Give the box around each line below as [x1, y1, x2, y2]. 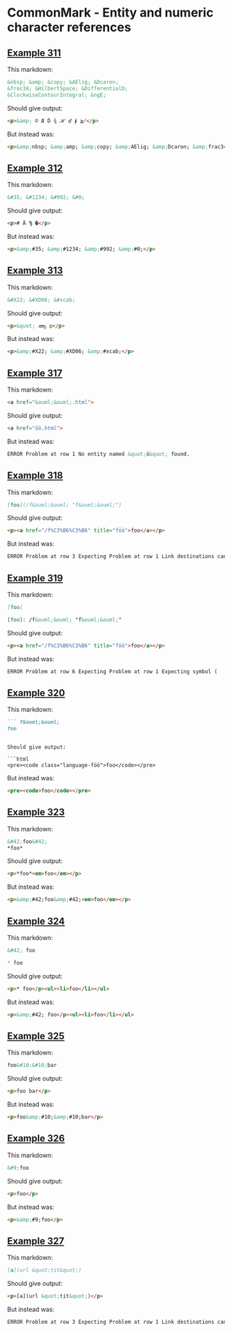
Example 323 [7, 807, 66, 818]
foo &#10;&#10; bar [7, 1062, 57, 1069]
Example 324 [7, 915, 66, 927]
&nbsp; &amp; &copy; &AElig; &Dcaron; [7, 79, 119, 86]
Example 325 [7, 1030, 65, 1042]
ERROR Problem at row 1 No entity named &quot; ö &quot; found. [7, 450, 190, 457]
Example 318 [7, 470, 64, 481]
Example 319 [7, 572, 64, 584]
